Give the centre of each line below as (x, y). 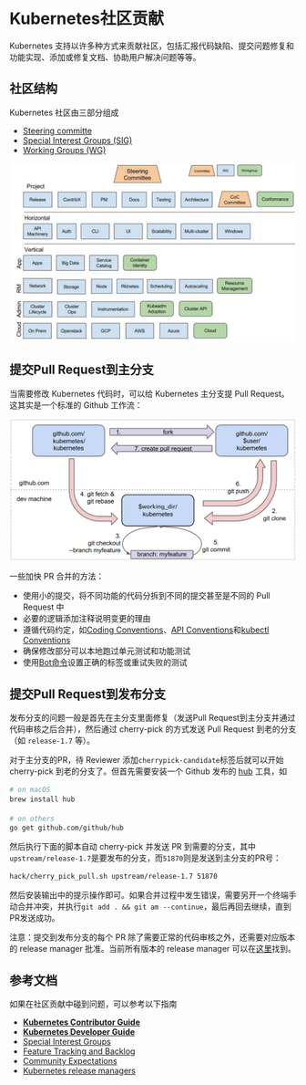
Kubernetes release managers (79, 1070)
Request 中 (43, 607)
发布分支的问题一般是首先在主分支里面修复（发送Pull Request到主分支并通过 (153, 717)
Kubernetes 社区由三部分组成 (64, 112)
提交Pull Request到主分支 (82, 370)
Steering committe (57, 130)
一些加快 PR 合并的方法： (57, 577)
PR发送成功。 (35, 918)
